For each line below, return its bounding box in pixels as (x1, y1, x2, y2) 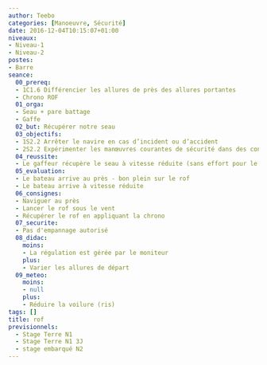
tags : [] (8, 308, 37, 316)
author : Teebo (8, 11, 56, 20)
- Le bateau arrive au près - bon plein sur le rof (15, 175, 191, 183)
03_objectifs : (15, 130, 62, 138)
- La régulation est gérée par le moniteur (22, 249, 169, 257)
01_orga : (15, 100, 44, 108)
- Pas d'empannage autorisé (15, 226, 109, 235)
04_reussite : (15, 152, 59, 160)
